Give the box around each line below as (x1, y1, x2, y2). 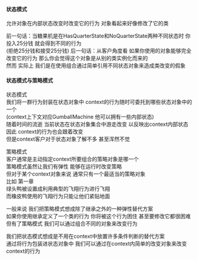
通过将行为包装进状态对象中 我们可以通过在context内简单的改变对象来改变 (6, 240, 187, 248)
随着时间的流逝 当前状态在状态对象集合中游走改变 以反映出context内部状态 (6, 121, 189, 128)
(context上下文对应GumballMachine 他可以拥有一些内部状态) (6, 113, 154, 121)
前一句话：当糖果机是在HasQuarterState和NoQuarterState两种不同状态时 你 (6, 33, 191, 40)
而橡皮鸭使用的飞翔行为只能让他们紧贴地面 (6, 193, 110, 200)
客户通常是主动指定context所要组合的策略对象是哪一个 (6, 156, 139, 163)
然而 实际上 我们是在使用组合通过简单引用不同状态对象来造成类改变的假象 (6, 62, 186, 69)
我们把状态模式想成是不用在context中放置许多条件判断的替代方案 (6, 233, 165, 240)
